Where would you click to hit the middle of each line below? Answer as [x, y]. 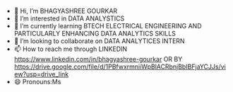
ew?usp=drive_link [41, 74]
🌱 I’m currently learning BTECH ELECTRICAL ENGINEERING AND [108, 26]
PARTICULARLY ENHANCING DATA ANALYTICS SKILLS [95, 33]
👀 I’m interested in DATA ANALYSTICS [69, 18]
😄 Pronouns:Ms [37, 82]
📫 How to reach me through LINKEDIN [71, 49]
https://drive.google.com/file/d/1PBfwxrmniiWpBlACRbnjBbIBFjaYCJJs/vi [120, 67]
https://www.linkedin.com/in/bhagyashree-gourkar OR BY [98, 59]
